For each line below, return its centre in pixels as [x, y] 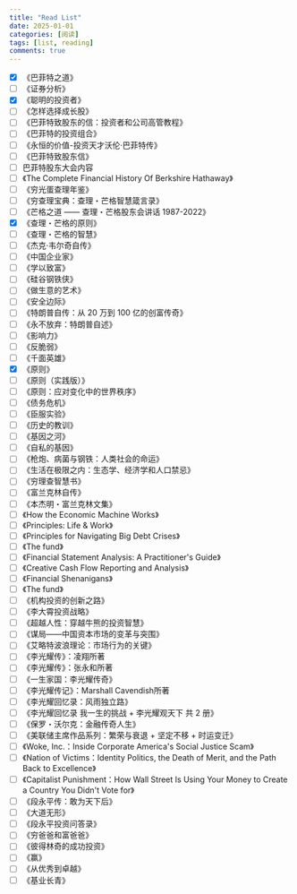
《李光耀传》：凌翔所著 [64, 657]
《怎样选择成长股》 [58, 111]
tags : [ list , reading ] [51, 43]
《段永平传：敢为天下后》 [69, 802]
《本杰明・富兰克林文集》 [69, 503]
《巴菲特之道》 [50, 78]
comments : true [38, 51]
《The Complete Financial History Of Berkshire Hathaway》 [127, 178]
